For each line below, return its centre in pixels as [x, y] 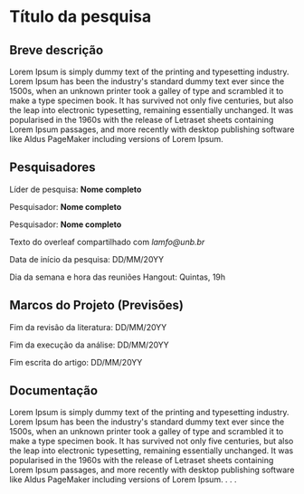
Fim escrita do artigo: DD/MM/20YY [76, 362]
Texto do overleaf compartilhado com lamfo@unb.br [107, 242]
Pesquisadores [53, 168]
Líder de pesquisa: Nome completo [76, 189]
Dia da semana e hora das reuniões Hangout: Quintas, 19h [118, 277]
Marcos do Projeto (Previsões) [96, 305]
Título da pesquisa [81, 17]
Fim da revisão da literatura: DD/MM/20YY [88, 327]
